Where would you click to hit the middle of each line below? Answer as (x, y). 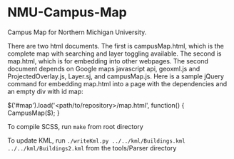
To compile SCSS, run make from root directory (76, 126)
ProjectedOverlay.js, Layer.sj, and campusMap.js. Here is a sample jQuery (116, 76)
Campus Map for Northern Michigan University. (77, 32)
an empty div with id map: (45, 91)
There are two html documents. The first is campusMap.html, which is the (116, 46)
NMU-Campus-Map (67, 12)
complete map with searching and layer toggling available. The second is (115, 53)
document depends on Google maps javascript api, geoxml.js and (104, 68)
